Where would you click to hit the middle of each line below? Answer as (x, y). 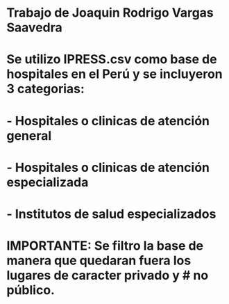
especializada (48, 182)
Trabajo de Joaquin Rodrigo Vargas (110, 13)
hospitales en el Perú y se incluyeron (114, 74)
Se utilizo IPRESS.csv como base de (112, 59)
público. (31, 290)
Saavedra (35, 27)
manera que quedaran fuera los (99, 261)
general (29, 135)
